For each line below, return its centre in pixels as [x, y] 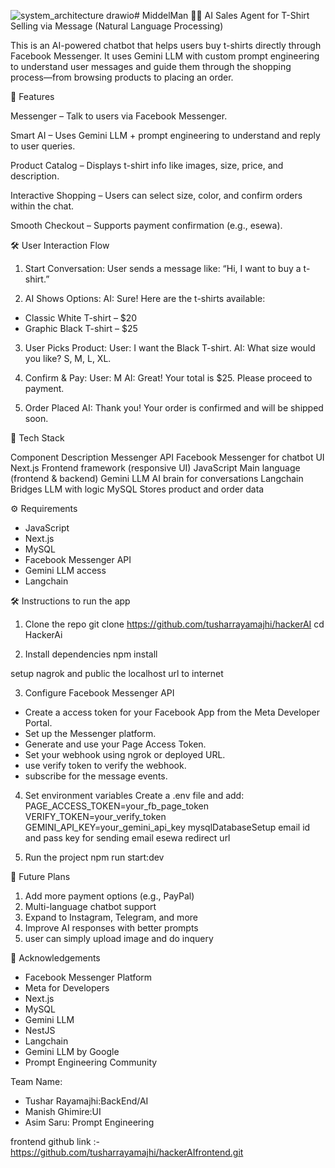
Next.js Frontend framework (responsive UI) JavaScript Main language [155, 468]
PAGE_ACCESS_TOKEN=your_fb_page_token [117, 806]
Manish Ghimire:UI [63, 1111]
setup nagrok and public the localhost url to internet [117, 673]
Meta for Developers [67, 988]
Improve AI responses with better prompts [111, 928]
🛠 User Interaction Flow [60, 245]
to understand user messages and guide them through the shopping [151, 66]
